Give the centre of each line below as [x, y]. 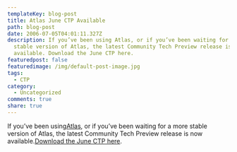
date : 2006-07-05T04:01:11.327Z [55, 34]
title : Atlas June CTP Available [56, 21]
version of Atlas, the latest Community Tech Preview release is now [105, 133]
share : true [25, 106]
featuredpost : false [38, 60]
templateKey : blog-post [42, 14]
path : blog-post [31, 27]
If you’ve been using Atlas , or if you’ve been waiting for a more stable [108, 126]
